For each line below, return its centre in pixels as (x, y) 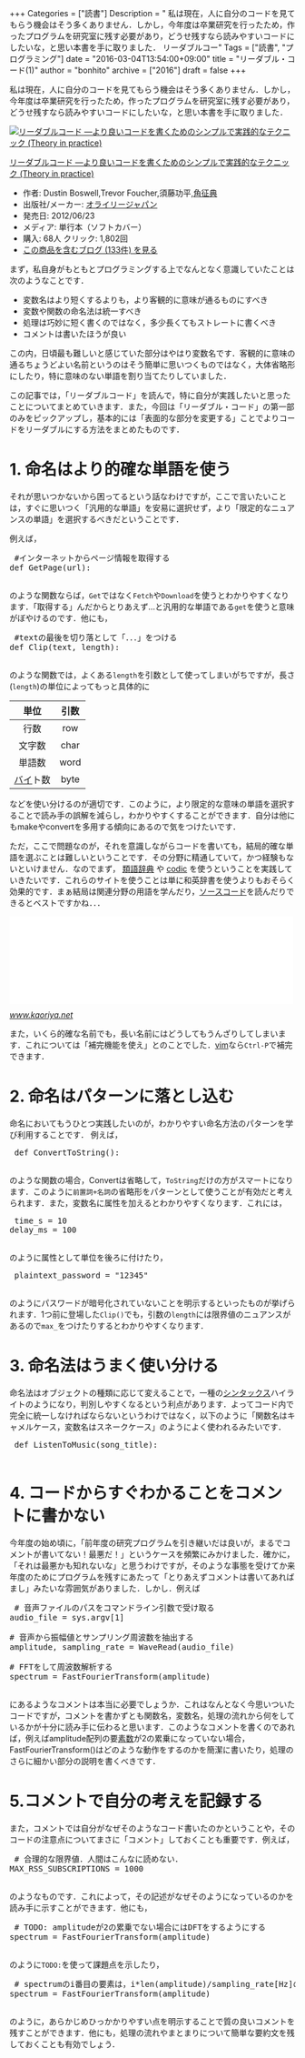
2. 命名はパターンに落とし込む (122, 1096)
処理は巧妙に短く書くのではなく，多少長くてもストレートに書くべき (149, 322)
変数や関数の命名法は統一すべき (82, 311)
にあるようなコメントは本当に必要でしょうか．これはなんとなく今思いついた (152, 1704)
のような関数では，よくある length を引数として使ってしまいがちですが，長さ (152, 675)
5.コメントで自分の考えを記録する (136, 1801)
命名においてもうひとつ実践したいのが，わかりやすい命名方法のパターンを (148, 1123)
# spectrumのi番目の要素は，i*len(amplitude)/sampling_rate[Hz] (153, 1984)
